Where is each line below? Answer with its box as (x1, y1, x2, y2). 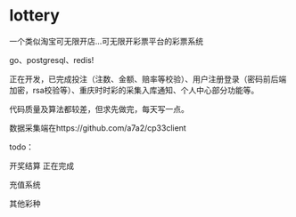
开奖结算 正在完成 (9, 160, 74, 171)
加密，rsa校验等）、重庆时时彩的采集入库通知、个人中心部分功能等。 (9, 84, 259, 95)
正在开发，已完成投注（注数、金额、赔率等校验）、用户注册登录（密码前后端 (9, 73, 287, 84)
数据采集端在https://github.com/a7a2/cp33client (9, 122, 187, 133)
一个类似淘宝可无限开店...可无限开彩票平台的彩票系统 (9, 36, 204, 46)
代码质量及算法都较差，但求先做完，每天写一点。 (9, 103, 189, 114)
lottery (9, 5, 61, 26)
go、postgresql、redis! (9, 54, 95, 65)
